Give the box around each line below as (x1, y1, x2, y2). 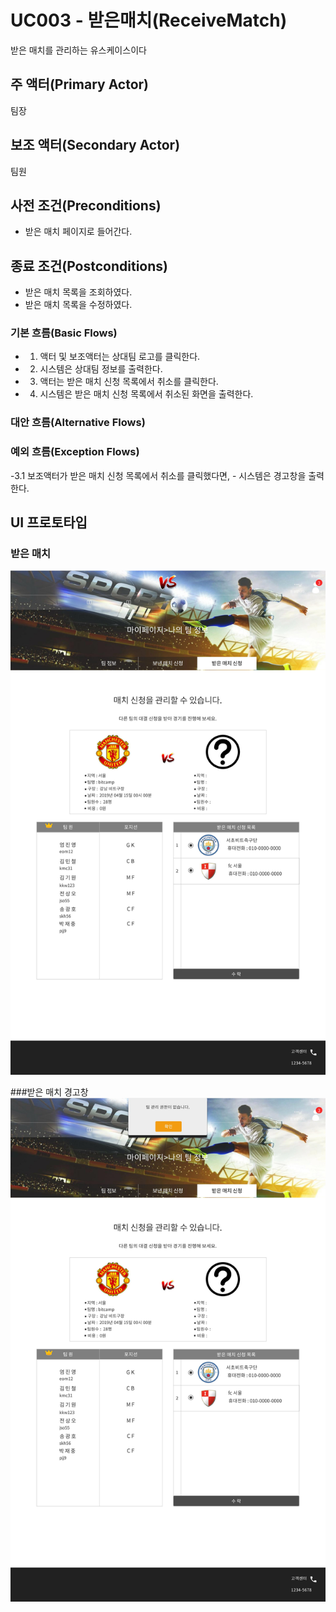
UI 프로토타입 (10, 514, 88, 531)
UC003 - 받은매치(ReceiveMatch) (10, 9, 288, 32)
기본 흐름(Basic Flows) (10, 326, 118, 340)
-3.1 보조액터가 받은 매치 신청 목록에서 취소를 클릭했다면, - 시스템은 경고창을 (10, 469, 307, 481)
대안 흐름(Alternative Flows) (10, 416, 146, 430)
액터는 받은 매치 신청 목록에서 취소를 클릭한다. (39, 376, 219, 388)
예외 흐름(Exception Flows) (10, 445, 140, 459)
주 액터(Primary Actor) (10, 76, 150, 93)
